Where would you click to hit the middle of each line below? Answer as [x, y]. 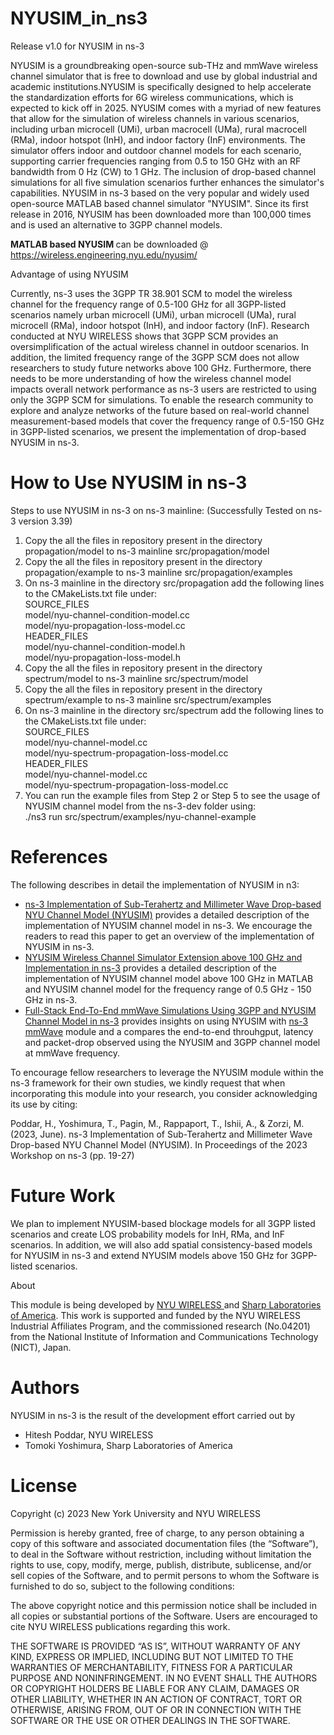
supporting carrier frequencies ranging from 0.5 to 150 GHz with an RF [156, 161]
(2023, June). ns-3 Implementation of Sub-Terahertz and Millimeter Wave [161, 1134]
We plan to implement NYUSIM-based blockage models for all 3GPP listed [163, 1223]
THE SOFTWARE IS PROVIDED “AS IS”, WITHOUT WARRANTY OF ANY [155, 1646]
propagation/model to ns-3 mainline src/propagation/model [147, 551]
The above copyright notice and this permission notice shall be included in [163, 1605]
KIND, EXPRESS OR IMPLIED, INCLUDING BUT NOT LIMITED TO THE [152, 1656]
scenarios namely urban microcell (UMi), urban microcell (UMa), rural [153, 314]
